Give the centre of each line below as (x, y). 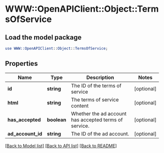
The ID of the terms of (96, 85)
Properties (21, 64)
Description (100, 77)
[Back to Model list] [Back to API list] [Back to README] (61, 146)
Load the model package (43, 37)
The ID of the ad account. (100, 134)
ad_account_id (25, 134)
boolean (57, 119)
